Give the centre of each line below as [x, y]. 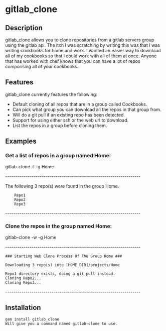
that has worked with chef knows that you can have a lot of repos [73, 61]
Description [24, 28]
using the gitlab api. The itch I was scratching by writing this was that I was [83, 45]
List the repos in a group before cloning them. [60, 125]
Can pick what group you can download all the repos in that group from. [87, 109]
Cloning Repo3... [23, 282]
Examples [21, 141]
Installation [23, 308]
